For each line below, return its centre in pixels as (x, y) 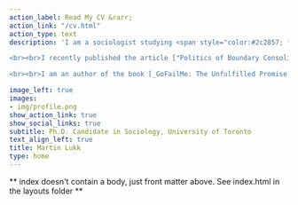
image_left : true (41, 91)
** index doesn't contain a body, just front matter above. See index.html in (145, 181)
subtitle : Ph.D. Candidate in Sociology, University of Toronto (130, 131)
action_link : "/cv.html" (55, 26)
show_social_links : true (55, 123)
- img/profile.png (43, 106)
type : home (29, 156)
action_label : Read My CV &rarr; (71, 17)
